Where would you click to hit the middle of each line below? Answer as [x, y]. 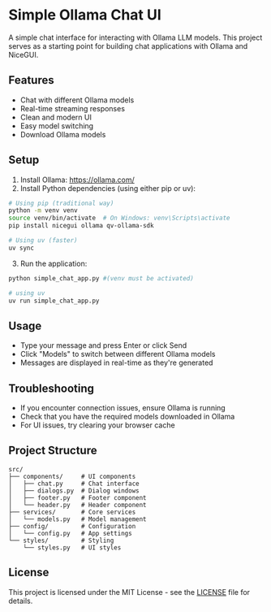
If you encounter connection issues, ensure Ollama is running [123, 408]
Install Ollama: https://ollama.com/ [77, 180]
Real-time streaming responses [73, 108]
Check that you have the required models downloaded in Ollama [127, 417]
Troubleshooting [52, 388]
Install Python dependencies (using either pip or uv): [108, 188]
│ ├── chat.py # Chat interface [74, 484]
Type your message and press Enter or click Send [103, 345]
